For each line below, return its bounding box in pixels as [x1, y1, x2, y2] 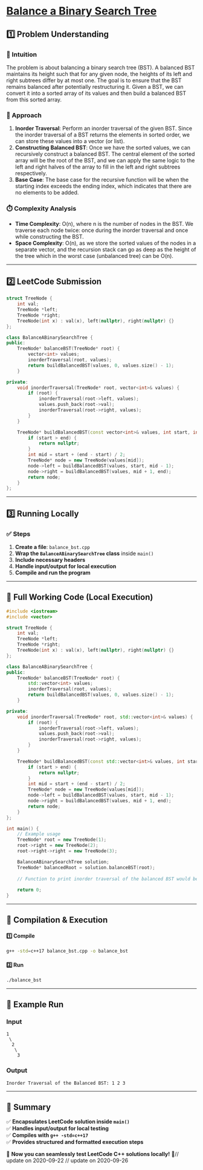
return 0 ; [17, 887, 42, 893]
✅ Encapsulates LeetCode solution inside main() [6, 1118, 130, 1125]
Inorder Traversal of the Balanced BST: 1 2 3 [6, 1080, 126, 1086]
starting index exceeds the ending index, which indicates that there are [14, 182, 192, 190]
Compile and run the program [14, 569, 91, 576]
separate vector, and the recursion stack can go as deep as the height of [14, 246, 196, 253]
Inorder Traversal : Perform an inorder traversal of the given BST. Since [14, 125, 192, 132]
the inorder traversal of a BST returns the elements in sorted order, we [14, 131, 190, 138]
